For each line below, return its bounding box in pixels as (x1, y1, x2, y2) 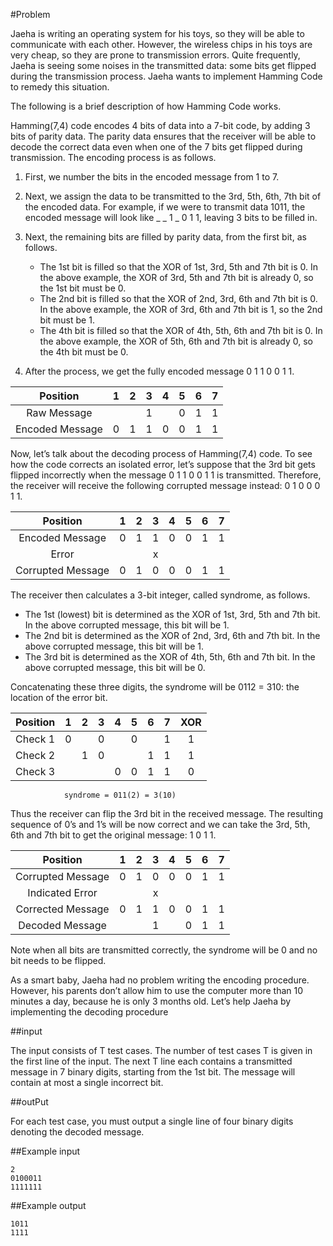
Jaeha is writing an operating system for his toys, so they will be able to (10, 28, 305, 39)
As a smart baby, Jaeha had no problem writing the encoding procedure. (10, 974, 310, 986)
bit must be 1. (39, 314, 95, 326)
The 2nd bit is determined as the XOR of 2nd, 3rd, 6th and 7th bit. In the (24, 630, 321, 641)
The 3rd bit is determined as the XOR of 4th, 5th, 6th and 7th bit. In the (24, 651, 316, 663)
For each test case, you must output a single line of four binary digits (10, 1115, 294, 1127)
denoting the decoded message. (10, 1126, 145, 1138)
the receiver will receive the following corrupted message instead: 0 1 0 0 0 (10, 480, 321, 491)
